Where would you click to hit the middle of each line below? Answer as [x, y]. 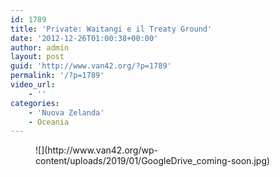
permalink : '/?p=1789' [57, 76]
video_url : [33, 85]
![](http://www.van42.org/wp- [96, 150]
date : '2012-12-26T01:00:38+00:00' [84, 38]
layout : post [37, 57]
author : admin [40, 47]
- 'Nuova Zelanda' [66, 112]
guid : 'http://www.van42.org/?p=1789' [91, 66]
